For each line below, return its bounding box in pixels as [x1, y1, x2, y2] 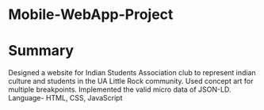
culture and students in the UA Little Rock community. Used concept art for [8, 77, 254, 86]
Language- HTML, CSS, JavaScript [8, 93, 123, 103]
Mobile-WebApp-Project [8, 6, 174, 24]
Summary [8, 42, 74, 60]
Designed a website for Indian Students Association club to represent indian [8, 68, 256, 78]
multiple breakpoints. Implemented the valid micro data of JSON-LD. [8, 85, 231, 94]
